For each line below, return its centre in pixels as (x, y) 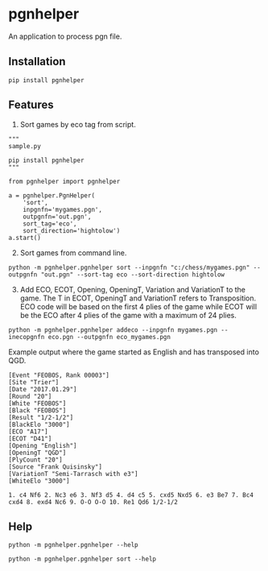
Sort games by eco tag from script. (78, 124)
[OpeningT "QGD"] (37, 453)
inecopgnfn (27, 337)
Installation (37, 62)
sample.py (25, 146)
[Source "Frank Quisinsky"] (56, 467)
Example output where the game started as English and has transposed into (134, 352)
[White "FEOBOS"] (37, 403)
